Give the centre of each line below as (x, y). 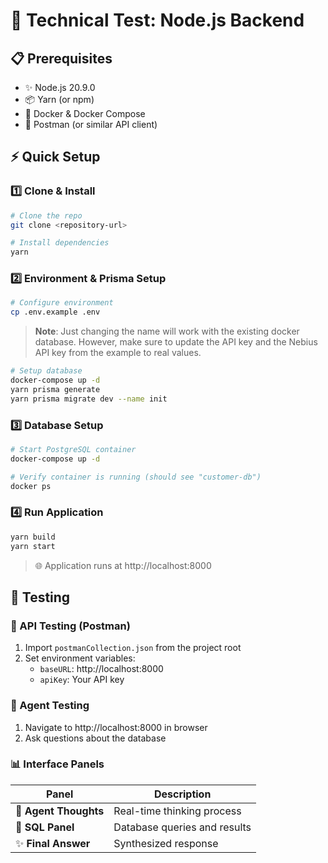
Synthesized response (166, 843)
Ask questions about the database (95, 738)
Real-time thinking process (177, 811)
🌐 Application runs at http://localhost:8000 (123, 565)
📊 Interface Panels (57, 764)
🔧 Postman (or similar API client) (91, 124)
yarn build (33, 537)
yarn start (33, 546)
